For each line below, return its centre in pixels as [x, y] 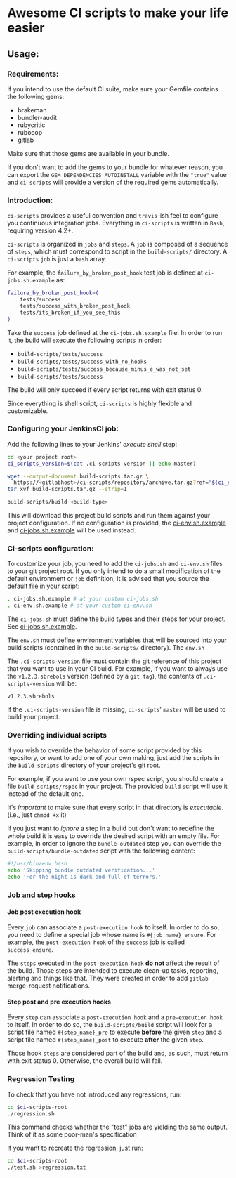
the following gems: [36, 96]
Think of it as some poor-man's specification [72, 1134]
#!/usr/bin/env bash [38, 864]
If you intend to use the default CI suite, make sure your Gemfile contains [113, 89]
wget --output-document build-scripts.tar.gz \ [78, 476]
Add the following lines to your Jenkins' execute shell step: [92, 444]
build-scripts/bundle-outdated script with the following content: [101, 851]
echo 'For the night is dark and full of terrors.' [84, 877]
